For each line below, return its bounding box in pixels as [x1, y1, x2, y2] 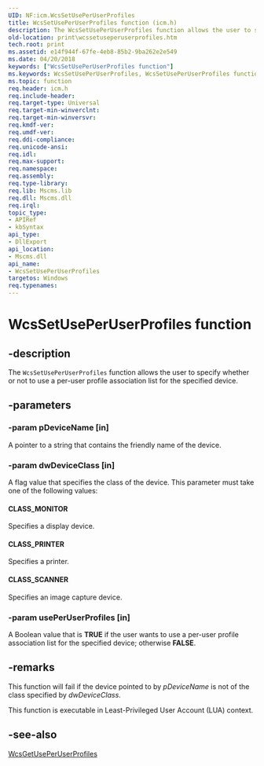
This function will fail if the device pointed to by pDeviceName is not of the [8, 681, 250, 691]
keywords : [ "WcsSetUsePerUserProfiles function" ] [8, 63, 174, 71]
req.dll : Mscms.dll [8, 194, 72, 202]
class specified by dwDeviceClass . [8, 690, 122, 699]
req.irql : [8, 201, 41, 209]
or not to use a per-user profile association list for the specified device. [8, 376, 238, 385]
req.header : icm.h [8, 84, 68, 93]
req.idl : [8, 150, 37, 158]
